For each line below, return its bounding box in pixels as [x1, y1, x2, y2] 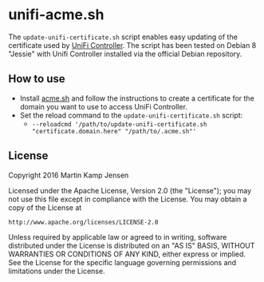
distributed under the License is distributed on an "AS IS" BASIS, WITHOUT [8, 240, 255, 250]
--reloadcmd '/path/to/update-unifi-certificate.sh [31, 120, 207, 129]
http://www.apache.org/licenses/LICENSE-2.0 [8, 218, 159, 226]
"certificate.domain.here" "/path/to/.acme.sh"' [31, 127, 197, 135]
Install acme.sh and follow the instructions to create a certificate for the [19, 93, 255, 103]
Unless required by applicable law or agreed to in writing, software [8, 232, 227, 241]
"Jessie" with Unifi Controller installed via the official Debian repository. [8, 49, 242, 58]
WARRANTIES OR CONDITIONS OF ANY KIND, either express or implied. [8, 249, 246, 259]
